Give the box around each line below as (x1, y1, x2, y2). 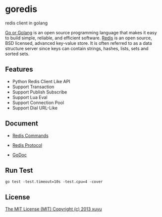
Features (5, 65, 33, 74)
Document (5, 119, 38, 128)
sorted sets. (5, 51, 30, 57)
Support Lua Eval (12, 94, 48, 100)
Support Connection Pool (12, 100, 64, 106)
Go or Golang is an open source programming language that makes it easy (5, 29, 157, 35)
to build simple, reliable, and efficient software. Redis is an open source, (5, 35, 152, 41)
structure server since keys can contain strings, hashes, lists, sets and (5, 45, 149, 51)
